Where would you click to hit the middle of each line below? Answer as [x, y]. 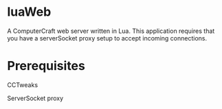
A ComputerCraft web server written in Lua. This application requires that [111, 31]
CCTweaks [23, 85]
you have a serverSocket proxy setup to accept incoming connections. [107, 38]
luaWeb [29, 12]
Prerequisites [46, 66]
